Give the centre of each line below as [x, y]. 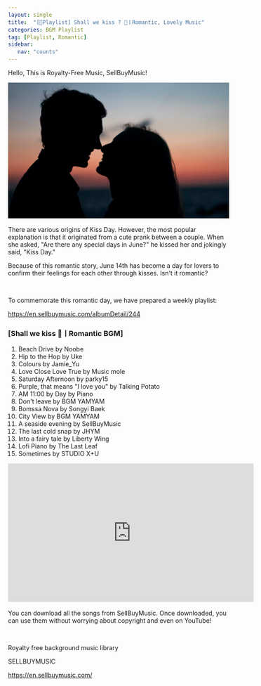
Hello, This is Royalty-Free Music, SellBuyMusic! [78, 73]
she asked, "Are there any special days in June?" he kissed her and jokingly [117, 244]
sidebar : [21, 45]
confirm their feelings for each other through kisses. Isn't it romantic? [108, 273]
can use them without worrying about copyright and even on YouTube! [110, 620]
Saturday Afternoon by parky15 [63, 379]
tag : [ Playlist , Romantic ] [47, 37]
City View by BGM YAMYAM [59, 416]
